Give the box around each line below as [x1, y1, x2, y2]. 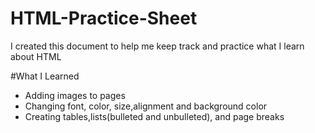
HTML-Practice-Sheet [10, 7, 198, 30]
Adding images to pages [24, 89, 126, 101]
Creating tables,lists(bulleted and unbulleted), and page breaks [24, 110, 285, 122]
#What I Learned [10, 70, 80, 82]
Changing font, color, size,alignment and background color [24, 100, 268, 112]
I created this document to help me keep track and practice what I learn [10, 40, 305, 52]
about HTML [10, 50, 62, 62]
